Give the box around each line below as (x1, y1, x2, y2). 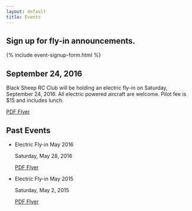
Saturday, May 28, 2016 (14, 152, 73, 159)
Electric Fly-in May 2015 (14, 175, 74, 182)
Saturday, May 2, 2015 (14, 186, 69, 193)
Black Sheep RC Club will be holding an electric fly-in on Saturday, (6, 84, 168, 91)
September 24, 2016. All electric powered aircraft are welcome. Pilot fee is (6, 91, 187, 98)
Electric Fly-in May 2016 (14, 141, 74, 148)
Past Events (6, 125, 51, 136)
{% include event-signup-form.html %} (6, 51, 102, 59)
